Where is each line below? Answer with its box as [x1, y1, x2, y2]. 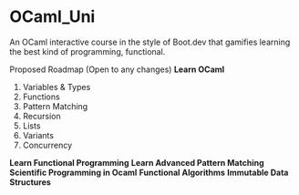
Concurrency [22, 139, 73, 150]
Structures [9, 176, 52, 188]
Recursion [22, 110, 61, 121]
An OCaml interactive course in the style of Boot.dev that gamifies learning [9, 36, 291, 47]
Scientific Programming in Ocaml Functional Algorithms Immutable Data [9, 167, 289, 178]
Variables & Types [22, 81, 91, 92]
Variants [22, 129, 55, 140]
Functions [22, 91, 61, 102]
